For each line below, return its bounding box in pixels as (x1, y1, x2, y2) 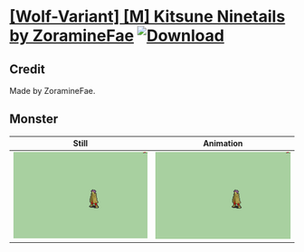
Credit (9, 61, 45, 77)
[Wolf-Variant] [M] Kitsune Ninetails (9, 6, 286, 27)
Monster (9, 111, 59, 127)
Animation (203, 138, 243, 149)
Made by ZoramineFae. (9, 86, 96, 96)
